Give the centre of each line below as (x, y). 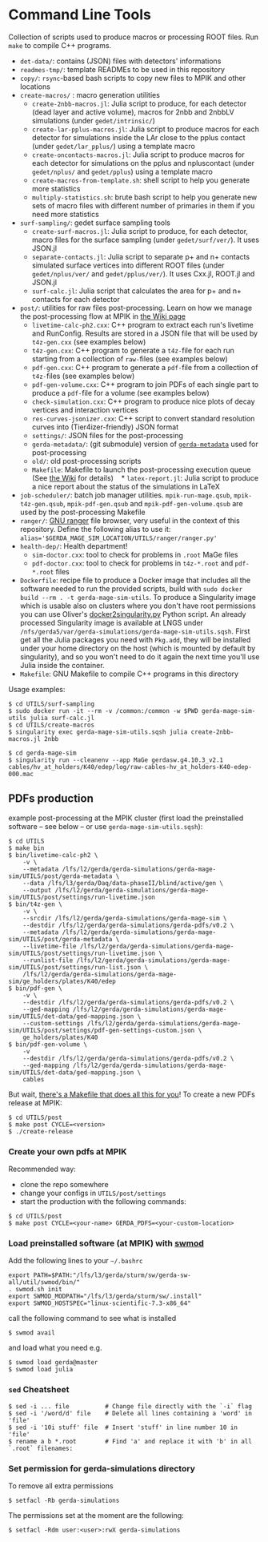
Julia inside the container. (62, 665)
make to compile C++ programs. (60, 45)
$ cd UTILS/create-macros (51, 725)
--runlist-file (48, 960)
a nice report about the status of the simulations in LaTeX (126, 486)
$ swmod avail (32, 1333)
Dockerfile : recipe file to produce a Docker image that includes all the (135, 580)
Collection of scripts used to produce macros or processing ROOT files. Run (133, 37)
